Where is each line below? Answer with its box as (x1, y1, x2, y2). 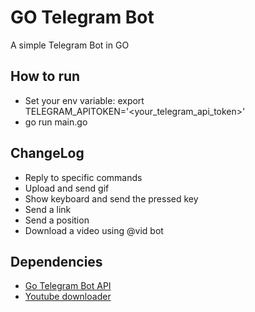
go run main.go (24, 116, 88, 128)
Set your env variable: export (24, 94, 145, 106)
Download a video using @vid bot (24, 224, 164, 236)
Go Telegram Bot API (24, 280, 112, 292)
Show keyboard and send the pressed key (24, 192, 199, 205)
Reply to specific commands (24, 171, 143, 183)
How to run (10, 68, 81, 85)
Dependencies (10, 253, 103, 270)
